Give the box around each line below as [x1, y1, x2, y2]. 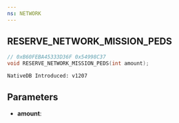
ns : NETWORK [7, 10, 41, 17]
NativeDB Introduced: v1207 [7, 73, 88, 80]
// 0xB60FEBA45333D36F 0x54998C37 [7, 54, 107, 60]
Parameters [7, 91, 59, 103]
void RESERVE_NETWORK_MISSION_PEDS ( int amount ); [7, 60, 149, 67]
